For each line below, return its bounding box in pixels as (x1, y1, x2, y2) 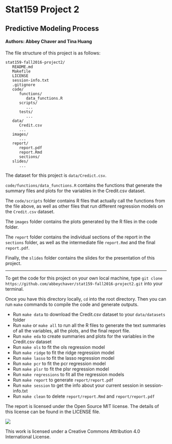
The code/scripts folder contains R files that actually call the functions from (5, 197, 165, 203)
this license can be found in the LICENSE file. (5, 409, 101, 415)
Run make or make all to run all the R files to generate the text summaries (12, 322, 166, 328)
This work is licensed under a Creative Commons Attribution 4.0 (5, 428, 141, 434)
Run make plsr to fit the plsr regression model (12, 366, 109, 372)
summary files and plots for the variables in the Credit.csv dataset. (5, 188, 146, 194)
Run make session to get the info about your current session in (12, 382, 144, 388)
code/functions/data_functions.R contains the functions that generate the (5, 182, 162, 188)
